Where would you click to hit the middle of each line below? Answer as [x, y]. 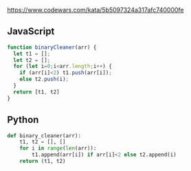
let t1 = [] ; [32, 54]
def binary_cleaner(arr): [44, 136]
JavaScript [31, 31]
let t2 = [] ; [32, 60]
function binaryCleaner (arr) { [52, 47]
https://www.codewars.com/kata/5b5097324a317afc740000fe [95, 10]
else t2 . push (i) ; [44, 79]
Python [23, 120]
